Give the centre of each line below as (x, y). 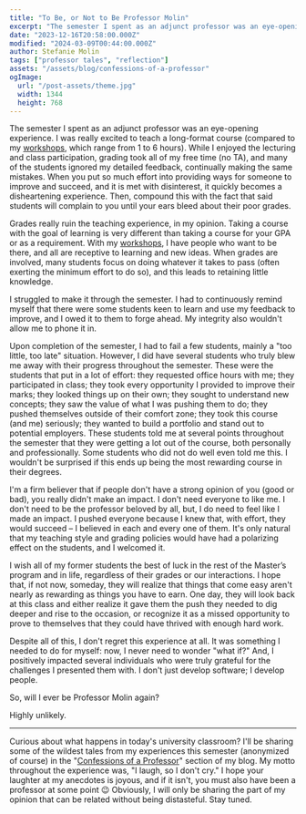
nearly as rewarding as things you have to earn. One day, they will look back (153, 594)
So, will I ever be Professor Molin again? (84, 697)
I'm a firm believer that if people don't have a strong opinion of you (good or (152, 489)
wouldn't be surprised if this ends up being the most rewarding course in (146, 462)
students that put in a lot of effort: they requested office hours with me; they (152, 376)
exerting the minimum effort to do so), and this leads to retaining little (139, 272)
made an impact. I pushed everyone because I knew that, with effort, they (148, 519)
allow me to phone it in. (53, 328)
